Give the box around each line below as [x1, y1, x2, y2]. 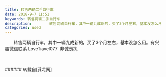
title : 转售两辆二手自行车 [5, 7, 54, 12]
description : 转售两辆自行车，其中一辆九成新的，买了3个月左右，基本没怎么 [5, 21, 159, 26]
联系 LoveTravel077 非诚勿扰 [18, 46, 78, 51]
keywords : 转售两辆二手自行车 [5, 16, 61, 21]
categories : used [5, 26, 41, 30]
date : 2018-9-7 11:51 [5, 12, 50, 17]
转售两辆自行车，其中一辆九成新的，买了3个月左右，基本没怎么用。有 [13, 40, 155, 46]
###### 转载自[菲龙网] [5, 67, 52, 73]
